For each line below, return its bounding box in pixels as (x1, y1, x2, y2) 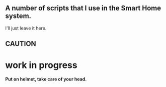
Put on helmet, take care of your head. (5, 76, 87, 82)
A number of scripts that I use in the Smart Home (5, 4, 161, 12)
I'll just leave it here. (5, 25, 47, 31)
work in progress (5, 59, 77, 71)
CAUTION (5, 39, 36, 48)
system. (5, 12, 32, 20)
